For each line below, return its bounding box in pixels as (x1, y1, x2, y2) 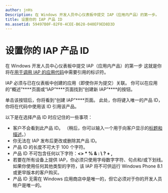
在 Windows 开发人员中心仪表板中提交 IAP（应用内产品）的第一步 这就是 (5, 63, 158, 69)
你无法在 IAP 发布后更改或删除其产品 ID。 (12, 138, 100, 144)
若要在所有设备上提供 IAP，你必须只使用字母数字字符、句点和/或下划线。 (12, 157, 166, 163)
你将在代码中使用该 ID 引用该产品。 (5, 104, 79, 110)
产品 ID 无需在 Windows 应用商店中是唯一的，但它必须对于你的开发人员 (12, 176, 162, 182)
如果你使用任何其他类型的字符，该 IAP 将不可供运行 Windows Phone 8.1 (12, 163, 163, 169)
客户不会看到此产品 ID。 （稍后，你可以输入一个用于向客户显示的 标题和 (12, 125, 163, 131)
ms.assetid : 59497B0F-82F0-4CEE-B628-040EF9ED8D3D (5, 21, 115, 27)
